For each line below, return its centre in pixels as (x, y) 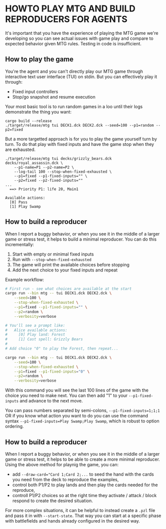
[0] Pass (19, 202)
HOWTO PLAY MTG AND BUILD (70, 9)
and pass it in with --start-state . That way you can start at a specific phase (83, 516)
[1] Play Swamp (25, 206)
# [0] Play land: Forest (35, 335)
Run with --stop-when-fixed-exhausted (52, 259)
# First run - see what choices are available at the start (69, 289)
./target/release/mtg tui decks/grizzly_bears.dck (58, 158)
